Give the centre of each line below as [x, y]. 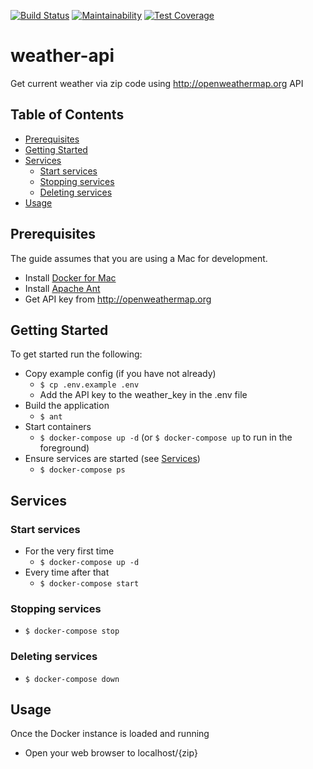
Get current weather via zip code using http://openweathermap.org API [157, 83]
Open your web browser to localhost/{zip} [111, 753]
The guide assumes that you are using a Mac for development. [139, 258]
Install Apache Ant [62, 288]
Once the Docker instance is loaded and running [110, 734]
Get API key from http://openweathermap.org [118, 299]
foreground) [64, 448]
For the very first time [69, 551]
